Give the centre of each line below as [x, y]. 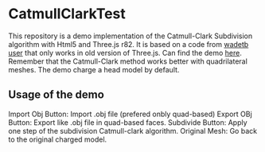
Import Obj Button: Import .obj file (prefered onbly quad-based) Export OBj [130, 114]
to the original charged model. [58, 139]
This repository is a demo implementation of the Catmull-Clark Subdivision [131, 36]
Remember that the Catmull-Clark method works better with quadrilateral [128, 61]
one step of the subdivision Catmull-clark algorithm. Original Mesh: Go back [132, 131]
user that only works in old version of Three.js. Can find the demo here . [125, 53]
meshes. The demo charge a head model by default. [94, 69]
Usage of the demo [57, 95]
